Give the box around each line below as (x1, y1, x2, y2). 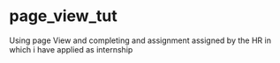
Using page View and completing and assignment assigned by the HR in (9, 35, 272, 45)
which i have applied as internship (9, 44, 133, 54)
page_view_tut (9, 6, 117, 26)
